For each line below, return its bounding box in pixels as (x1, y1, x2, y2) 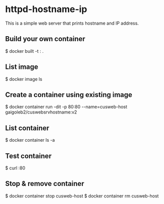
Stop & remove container (5, 179, 84, 188)
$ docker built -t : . (5, 48, 44, 54)
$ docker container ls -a (5, 137, 55, 143)
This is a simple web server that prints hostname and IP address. (5, 20, 139, 26)
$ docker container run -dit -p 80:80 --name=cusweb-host (5, 104, 127, 110)
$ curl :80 (5, 165, 26, 171)
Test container (5, 152, 52, 160)
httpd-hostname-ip (5, 4, 87, 15)
